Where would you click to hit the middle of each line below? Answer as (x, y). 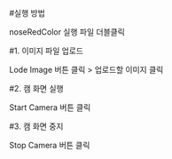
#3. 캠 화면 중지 (36, 126)
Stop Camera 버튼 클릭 (50, 145)
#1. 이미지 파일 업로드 (47, 51)
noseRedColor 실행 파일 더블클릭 (67, 32)
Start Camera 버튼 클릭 (50, 107)
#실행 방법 (27, 13)
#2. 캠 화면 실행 (36, 88)
